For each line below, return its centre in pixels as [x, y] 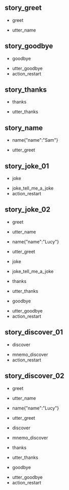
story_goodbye [29, 46]
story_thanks [26, 90]
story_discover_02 [34, 376]
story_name [24, 128]
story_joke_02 [28, 210]
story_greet [23, 8]
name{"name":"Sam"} [35, 140]
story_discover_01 [34, 332]
